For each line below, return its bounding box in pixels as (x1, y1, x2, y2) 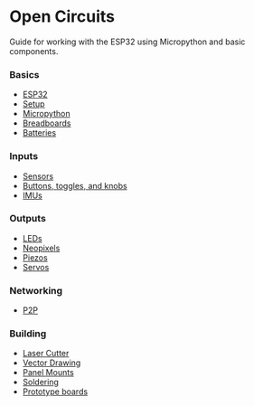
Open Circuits (9, 6, 116, 27)
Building (9, 327, 47, 340)
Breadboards (22, 118, 71, 128)
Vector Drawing (22, 357, 81, 368)
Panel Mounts (22, 367, 74, 378)
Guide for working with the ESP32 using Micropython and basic (9, 36, 246, 47)
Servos (22, 261, 50, 272)
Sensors (22, 170, 54, 182)
